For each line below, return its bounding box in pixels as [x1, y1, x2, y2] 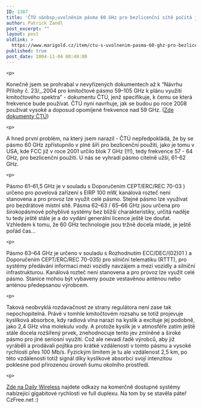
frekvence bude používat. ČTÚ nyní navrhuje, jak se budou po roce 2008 [6, 100, 188, 107]
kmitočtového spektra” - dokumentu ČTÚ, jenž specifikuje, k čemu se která [6, 93, 192, 100]
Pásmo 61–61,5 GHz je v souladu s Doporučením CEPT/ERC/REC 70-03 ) [6, 182, 185, 189]
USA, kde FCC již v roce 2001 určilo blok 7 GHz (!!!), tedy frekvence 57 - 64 [6, 147, 193, 155]
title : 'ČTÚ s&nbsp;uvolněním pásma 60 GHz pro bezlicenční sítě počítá [6, 14, 192, 20]
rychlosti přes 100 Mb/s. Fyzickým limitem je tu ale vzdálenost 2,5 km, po [6, 348, 188, 355]
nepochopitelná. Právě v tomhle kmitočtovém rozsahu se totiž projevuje [6, 310, 183, 317]
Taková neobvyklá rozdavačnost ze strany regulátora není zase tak [6, 303, 172, 310]
